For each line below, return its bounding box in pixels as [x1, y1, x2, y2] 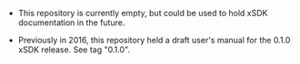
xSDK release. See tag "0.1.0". [17, 44, 130, 55]
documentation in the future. [17, 17, 125, 28]
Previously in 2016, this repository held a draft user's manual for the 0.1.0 [17, 35, 291, 45]
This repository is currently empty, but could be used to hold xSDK [17, 8, 268, 18]
